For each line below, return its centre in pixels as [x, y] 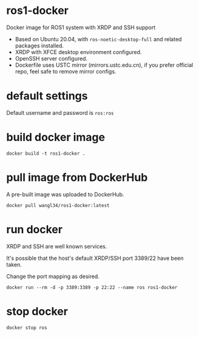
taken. [14, 264]
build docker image [56, 138]
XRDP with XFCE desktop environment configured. [78, 52]
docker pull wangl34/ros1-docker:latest [58, 205]
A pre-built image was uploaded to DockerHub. [65, 194]
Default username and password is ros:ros [60, 112]
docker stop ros [27, 328]
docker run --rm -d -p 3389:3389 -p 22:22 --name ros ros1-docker [92, 287]
